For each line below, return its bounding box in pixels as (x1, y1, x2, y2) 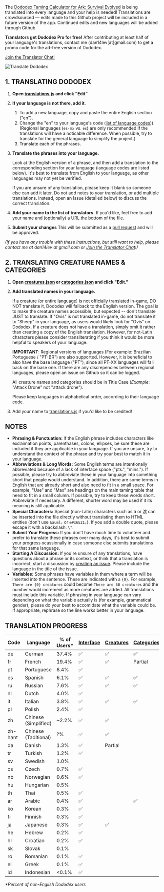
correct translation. (12, 200, 51, 206)
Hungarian (25, 782, 49, 788)
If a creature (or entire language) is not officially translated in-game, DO (12, 298, 156, 304)
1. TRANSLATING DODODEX (5, 78, 92, 86)
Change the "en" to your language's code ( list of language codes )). (19, 120, 155, 126)
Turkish (25, 750, 42, 757)
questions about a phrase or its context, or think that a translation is (12, 556, 148, 561)
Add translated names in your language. (12, 288, 96, 294)
